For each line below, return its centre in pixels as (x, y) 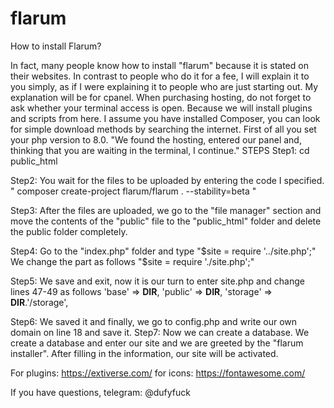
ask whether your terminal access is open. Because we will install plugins (161, 108)
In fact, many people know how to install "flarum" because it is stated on (159, 65)
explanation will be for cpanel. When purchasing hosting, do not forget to (161, 97)
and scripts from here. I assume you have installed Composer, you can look (165, 118)
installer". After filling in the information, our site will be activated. (144, 353)
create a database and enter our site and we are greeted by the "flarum (157, 343)
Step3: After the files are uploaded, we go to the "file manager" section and (166, 210)
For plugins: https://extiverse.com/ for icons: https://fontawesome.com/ (158, 373)
